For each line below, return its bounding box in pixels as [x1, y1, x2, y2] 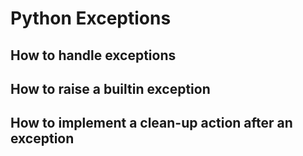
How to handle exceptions [10, 47, 177, 64]
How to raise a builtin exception [10, 80, 211, 97]
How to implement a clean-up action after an [10, 115, 293, 132]
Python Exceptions [10, 7, 172, 30]
